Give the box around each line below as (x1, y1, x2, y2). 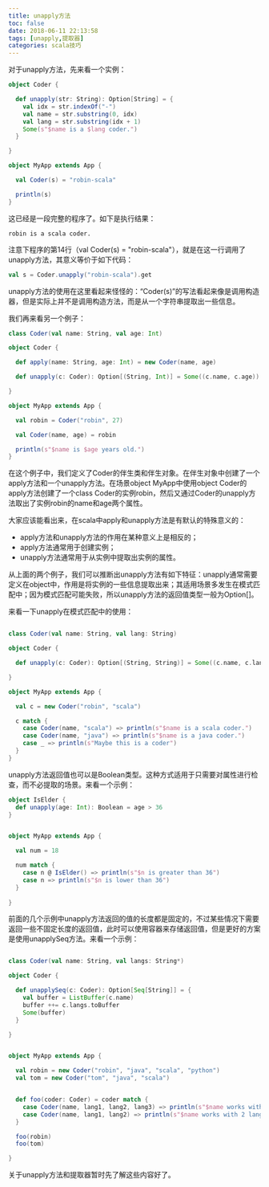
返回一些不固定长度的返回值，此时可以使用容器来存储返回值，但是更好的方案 (8, 924, 261, 934)
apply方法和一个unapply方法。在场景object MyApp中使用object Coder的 (8, 479, 247, 488)
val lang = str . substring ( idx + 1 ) (22, 117, 142, 125)
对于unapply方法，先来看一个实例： (8, 65, 126, 75)
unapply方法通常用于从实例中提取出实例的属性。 (19, 553, 180, 562)
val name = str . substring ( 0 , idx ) (22, 110, 138, 118)
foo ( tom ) (15, 1140, 45, 1148)
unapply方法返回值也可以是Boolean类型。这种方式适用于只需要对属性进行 (8, 769, 251, 779)
